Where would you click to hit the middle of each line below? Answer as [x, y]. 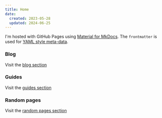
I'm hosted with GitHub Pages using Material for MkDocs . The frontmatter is [81, 37]
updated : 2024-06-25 [30, 23]
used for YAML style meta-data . [37, 42]
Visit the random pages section [36, 111]
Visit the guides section [28, 88]
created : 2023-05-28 [30, 18]
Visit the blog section [26, 65]
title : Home [17, 9]
